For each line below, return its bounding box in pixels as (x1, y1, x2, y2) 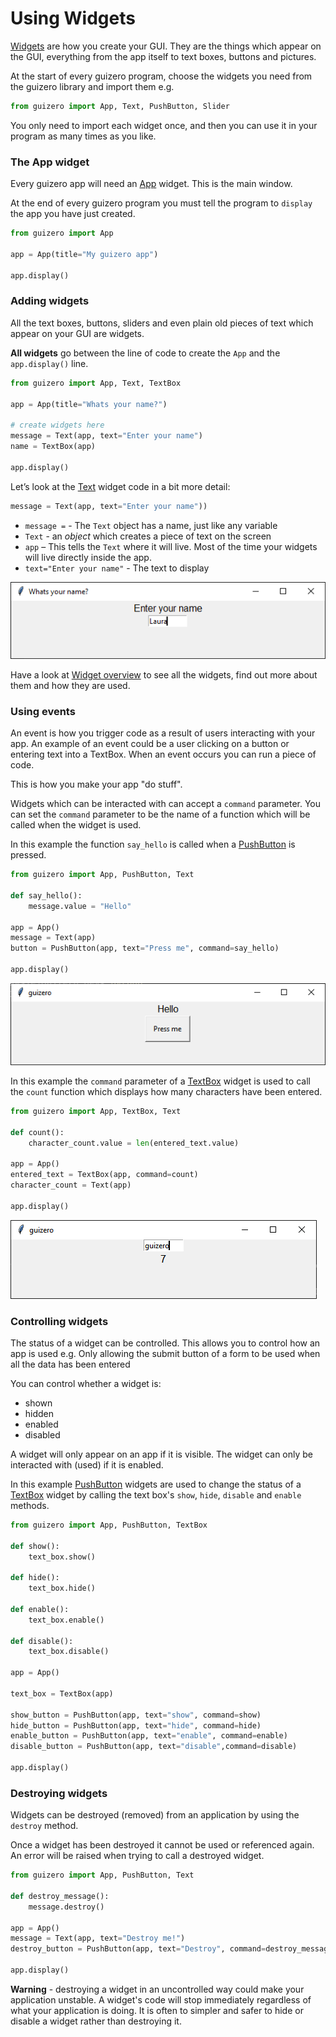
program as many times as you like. (10, 130, 157, 142)
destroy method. (10, 1820, 79, 1832)
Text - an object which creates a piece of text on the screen (24, 530, 272, 542)
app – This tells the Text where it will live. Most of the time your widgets (24, 540, 318, 552)
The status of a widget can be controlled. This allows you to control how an (10, 1337, 321, 1349)
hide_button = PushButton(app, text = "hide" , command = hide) (10, 1720, 262, 1731)
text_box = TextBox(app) (10, 1688, 114, 1699)
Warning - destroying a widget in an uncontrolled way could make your (10, 1983, 305, 1995)
